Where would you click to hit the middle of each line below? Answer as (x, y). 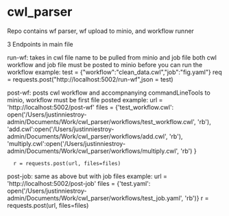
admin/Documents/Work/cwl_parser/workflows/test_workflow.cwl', (102, 121)
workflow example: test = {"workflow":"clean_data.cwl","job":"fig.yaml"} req (115, 72)
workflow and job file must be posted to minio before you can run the (105, 64)
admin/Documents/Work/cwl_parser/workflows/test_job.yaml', (95, 198)
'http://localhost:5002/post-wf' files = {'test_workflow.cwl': (91, 107)
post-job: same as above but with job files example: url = (87, 176)
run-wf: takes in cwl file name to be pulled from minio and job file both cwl (112, 57)
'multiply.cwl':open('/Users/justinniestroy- (66, 143)
